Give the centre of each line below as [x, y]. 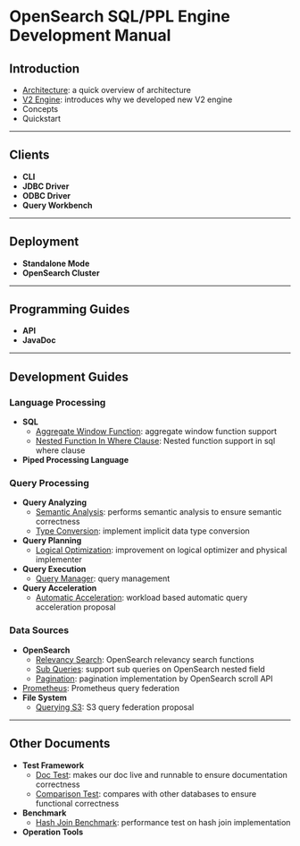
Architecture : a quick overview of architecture [107, 90]
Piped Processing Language [75, 460]
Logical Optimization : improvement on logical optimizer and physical [161, 550]
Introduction [45, 68]
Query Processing [49, 483]
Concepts [40, 109]
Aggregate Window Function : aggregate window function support [156, 432]
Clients [29, 155]
